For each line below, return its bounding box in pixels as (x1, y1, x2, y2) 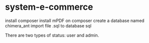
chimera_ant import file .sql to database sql (5, 22, 92, 28)
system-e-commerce (5, 1, 93, 13)
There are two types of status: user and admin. (5, 32, 99, 38)
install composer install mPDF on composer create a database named (5, 18, 145, 23)
